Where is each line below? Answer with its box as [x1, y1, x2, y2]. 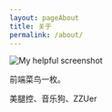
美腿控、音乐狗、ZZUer [9, 93, 97, 105]
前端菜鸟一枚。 [9, 74, 66, 85]
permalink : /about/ [9, 30, 84, 39]
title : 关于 [9, 22, 52, 31]
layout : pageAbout [9, 13, 79, 23]
